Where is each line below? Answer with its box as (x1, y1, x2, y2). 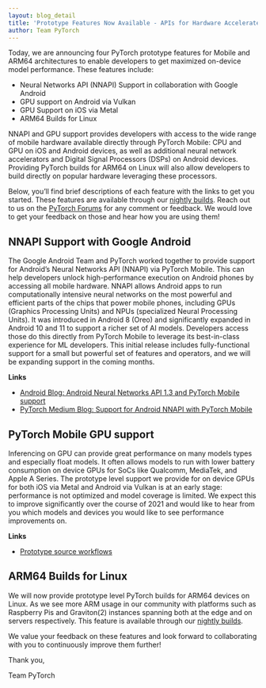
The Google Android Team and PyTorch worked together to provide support (8, 256, 256, 266)
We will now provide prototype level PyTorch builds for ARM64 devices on (8, 591, 250, 600)
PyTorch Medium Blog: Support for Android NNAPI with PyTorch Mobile (19, 405, 253, 415)
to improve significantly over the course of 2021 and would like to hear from (8, 499, 256, 508)
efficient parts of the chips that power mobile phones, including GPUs (8, 298, 236, 308)
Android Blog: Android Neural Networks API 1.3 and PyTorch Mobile (19, 388, 240, 397)
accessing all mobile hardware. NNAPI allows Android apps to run (8, 281, 222, 291)
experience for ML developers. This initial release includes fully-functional (8, 340, 250, 350)
